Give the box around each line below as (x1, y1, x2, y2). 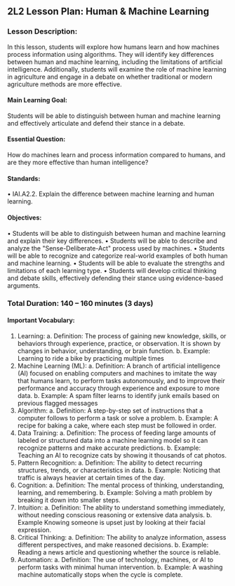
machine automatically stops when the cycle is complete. (17, 570, 183, 578)
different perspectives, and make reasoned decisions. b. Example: (17, 540, 209, 549)
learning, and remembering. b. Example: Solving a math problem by (17, 488, 213, 497)
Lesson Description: (7, 27, 78, 36)
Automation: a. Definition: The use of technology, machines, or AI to (17, 555, 214, 564)
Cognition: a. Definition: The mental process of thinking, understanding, (17, 481, 224, 489)
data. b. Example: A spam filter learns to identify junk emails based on (17, 391, 220, 399)
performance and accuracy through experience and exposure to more (17, 384, 220, 392)
